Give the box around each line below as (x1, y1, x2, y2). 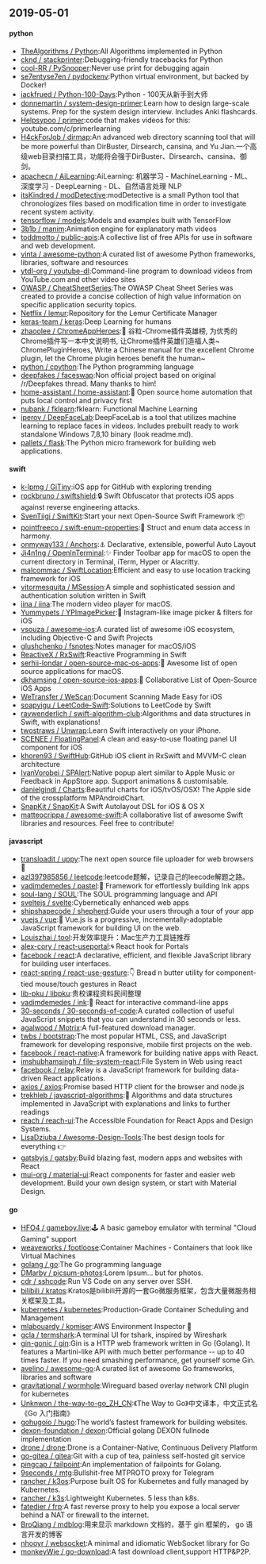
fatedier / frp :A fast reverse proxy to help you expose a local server (20, 1502, 240, 1512)
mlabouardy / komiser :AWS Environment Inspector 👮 (20, 1322, 192, 1331)
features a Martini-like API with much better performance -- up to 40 (20, 1347, 245, 1357)
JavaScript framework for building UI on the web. (20, 923, 181, 932)
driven (20, 1073, 42, 1083)
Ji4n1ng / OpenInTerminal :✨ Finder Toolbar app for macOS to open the (20, 548, 252, 557)
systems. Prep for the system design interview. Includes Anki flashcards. (20, 106, 258, 116)
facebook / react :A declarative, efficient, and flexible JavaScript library (20, 950, 252, 960)
